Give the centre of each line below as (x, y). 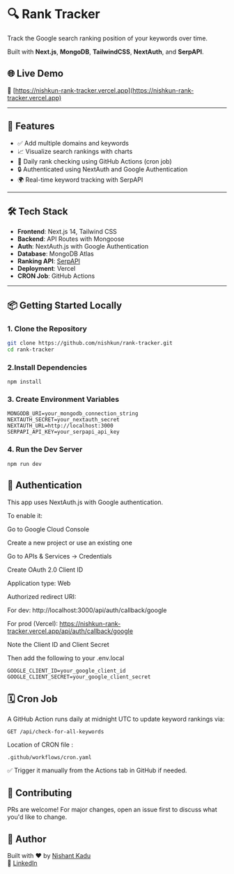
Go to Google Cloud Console (48, 529)
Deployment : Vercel (46, 269)
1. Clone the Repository (47, 329)
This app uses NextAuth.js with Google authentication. (85, 502)
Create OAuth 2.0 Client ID (45, 570)
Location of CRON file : (40, 745)
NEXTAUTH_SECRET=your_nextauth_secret (63, 420)
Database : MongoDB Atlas (55, 254)
